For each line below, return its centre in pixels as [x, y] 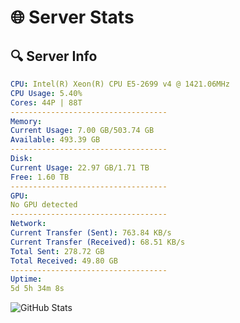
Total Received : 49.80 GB [64, 261]
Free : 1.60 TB [40, 177]
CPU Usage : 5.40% [46, 93]
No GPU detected [44, 205]
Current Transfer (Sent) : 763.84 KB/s [91, 233]
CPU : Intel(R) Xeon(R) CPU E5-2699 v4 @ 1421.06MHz [120, 84]
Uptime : [26, 279]
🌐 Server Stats [72, 17]
